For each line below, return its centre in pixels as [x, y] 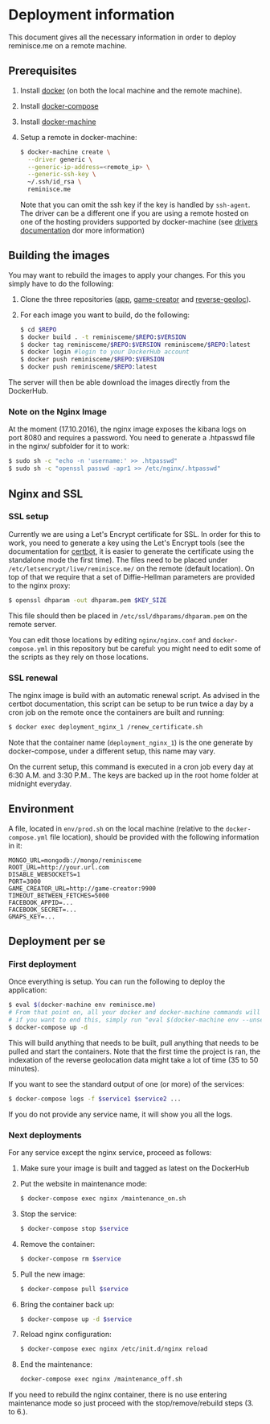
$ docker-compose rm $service [71, 1259]
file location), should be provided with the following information [154, 837]
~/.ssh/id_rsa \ [55, 182]
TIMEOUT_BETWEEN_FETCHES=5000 [59, 895]
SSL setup [29, 517]
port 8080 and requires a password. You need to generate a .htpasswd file [132, 438]
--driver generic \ [60, 159]
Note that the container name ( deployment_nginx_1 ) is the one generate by [131, 742]
